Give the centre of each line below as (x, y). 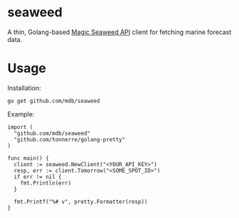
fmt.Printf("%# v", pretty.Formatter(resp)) (81, 202)
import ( (20, 127)
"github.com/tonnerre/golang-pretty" (70, 139)
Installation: (24, 88)
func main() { (28, 158)
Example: (21, 114)
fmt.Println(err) (46, 183)
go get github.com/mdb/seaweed (54, 101)
